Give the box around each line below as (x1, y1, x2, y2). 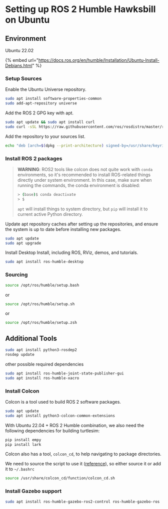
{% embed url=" (5, 57, 39, 63)
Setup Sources (5, 75, 42, 82)
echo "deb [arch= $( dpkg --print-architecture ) (5, 143, 104, 148)
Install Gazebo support (5, 488, 62, 495)
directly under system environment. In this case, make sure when (17, 177, 152, 183)
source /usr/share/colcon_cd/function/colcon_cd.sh (5, 476, 115, 481)
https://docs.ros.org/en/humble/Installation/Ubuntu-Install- (38, 57, 160, 63)
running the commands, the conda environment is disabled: (17, 182, 140, 188)
